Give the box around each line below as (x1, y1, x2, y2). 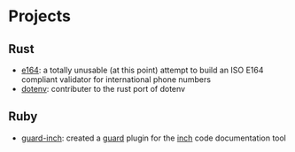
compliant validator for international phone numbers (20, 74, 212, 85)
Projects (8, 6, 72, 27)
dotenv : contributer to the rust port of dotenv (20, 84, 186, 94)
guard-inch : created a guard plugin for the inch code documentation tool (20, 133, 287, 143)
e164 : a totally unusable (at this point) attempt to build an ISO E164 (20, 65, 264, 75)
